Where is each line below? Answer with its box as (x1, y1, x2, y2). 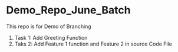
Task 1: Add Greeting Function (14, 34, 88, 41)
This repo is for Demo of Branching (6, 23, 91, 30)
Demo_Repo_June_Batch (6, 4, 131, 17)
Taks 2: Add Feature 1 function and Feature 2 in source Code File (14, 40, 173, 47)
